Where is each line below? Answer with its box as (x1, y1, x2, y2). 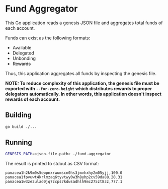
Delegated (12, 50, 34, 56)
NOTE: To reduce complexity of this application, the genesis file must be (5, 80, 159, 86)
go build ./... (5, 124, 37, 129)
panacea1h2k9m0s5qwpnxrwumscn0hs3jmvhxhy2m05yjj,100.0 (5, 170, 123, 175)
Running (5, 138, 33, 147)
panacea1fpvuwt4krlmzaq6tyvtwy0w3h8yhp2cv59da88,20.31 (5, 175, 123, 180)
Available (12, 44, 32, 50)
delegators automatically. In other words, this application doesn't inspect (5, 91, 162, 97)
